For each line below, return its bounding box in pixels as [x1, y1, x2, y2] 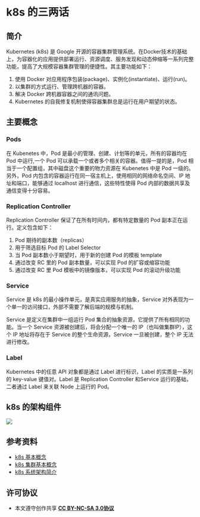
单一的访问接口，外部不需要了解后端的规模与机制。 [11, 304, 137, 311]
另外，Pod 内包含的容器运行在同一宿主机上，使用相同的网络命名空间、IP [6, 172, 184, 179]
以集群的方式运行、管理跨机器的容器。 [14, 83, 109, 90]
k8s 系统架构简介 [14, 469, 57, 476]
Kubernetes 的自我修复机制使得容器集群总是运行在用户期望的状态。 [14, 98, 180, 105]
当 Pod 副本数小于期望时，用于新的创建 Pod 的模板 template [14, 251, 162, 258]
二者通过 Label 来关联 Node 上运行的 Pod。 [6, 383, 113, 390]
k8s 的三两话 [6, 5, 70, 19]
